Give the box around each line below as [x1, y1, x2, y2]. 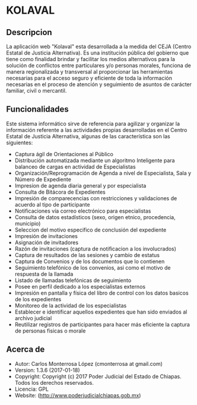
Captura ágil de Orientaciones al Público [14, 150, 114, 157]
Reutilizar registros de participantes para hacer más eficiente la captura [14, 321, 190, 328]
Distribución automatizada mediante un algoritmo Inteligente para [14, 157, 175, 164]
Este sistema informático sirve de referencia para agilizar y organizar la [6, 120, 180, 127]
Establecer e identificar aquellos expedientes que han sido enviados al [14, 308, 188, 315]
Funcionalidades [6, 105, 69, 115]
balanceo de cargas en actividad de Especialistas [14, 163, 136, 170]
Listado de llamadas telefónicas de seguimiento [14, 277, 132, 284]
